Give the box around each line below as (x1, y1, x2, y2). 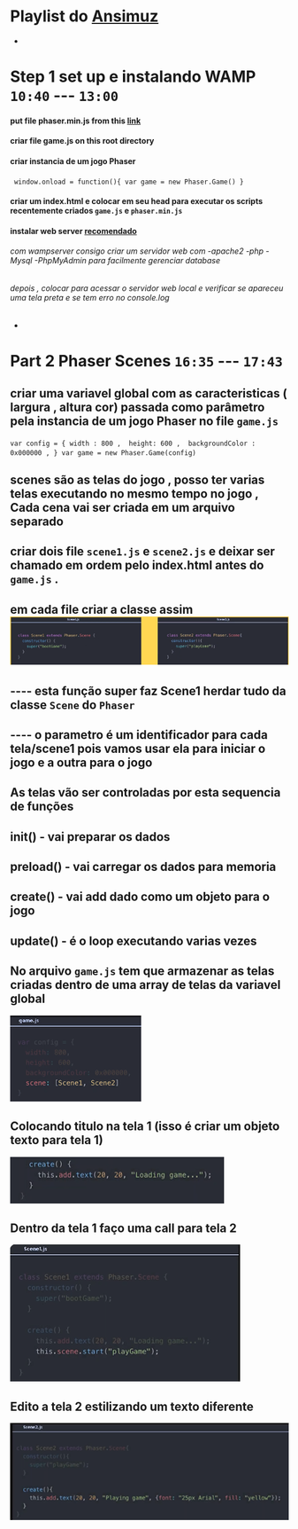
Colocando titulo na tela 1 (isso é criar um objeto (10, 1119, 280, 1134)
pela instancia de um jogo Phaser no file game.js (10, 414, 279, 429)
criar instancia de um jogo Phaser (10, 155, 136, 166)
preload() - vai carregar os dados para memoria (10, 859, 277, 874)
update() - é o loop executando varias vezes (10, 933, 257, 948)
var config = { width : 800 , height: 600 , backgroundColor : (10, 439, 256, 448)
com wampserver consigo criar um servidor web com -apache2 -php (10, 246, 264, 256)
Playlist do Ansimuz (10, 6, 159, 27)
